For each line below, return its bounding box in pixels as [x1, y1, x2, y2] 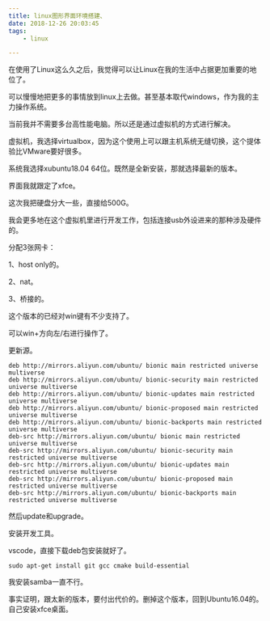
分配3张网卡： [8, 243, 56, 252]
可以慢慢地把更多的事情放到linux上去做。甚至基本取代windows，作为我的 [8, 92, 252, 102]
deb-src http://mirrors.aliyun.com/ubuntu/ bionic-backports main [8, 489, 237, 497]
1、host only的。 [8, 260, 64, 269]
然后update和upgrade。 [8, 511, 89, 522]
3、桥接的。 [8, 294, 49, 304]
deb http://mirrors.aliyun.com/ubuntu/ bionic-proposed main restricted [8, 404, 259, 412]
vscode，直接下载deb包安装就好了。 [8, 546, 131, 556]
